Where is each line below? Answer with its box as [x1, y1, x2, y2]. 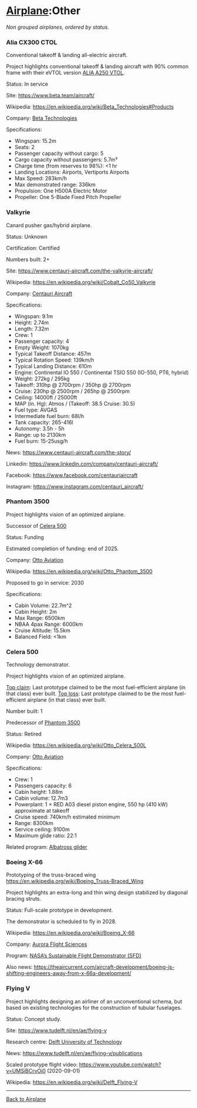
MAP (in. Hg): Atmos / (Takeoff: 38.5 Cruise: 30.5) [14, 400, 135, 407]
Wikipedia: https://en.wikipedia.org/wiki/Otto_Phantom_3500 [6, 568, 153, 575]
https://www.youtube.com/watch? [79, 1061, 161, 1068]
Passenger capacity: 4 [14, 338, 69, 345]
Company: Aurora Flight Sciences [6, 941, 87, 948]
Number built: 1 [6, 708, 43, 715]
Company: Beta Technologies [6, 114, 77, 122]
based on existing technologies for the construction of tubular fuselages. [6, 1004, 182, 1011]
